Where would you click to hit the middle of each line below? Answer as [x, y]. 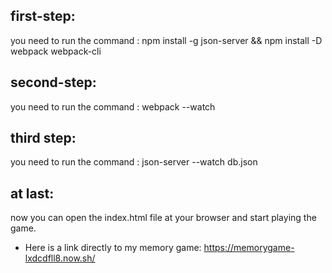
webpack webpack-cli [56, 51]
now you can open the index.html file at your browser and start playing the [163, 218]
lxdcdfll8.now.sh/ [60, 258]
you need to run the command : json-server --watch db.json [134, 162]
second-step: [53, 82]
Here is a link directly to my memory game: [113, 248]
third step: [43, 138]
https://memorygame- [249, 248]
